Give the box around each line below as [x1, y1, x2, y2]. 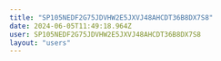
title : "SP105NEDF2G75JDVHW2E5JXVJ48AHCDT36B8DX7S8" [9, 13, 214, 22]
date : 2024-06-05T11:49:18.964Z [9, 22, 132, 30]
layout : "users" [9, 38, 71, 48]
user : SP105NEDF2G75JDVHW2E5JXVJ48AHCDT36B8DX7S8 [9, 30, 202, 39]
